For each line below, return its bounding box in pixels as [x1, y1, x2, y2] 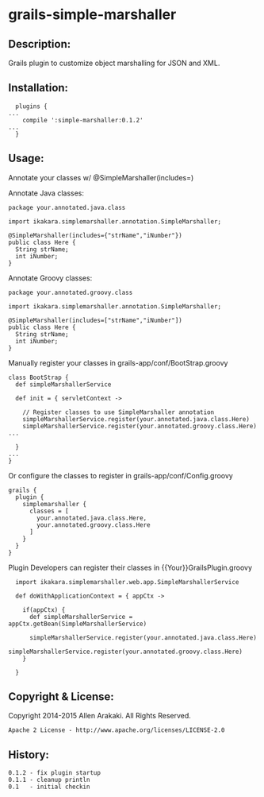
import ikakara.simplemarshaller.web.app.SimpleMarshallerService [15, 578, 239, 586]
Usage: [8, 152, 45, 165]
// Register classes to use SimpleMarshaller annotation [22, 408, 215, 416]
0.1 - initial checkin [8, 783, 90, 791]
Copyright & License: [8, 690, 115, 704]
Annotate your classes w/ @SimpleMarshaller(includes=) [8, 172, 194, 182]
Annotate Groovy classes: [8, 273, 93, 283]
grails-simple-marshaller [8, 6, 177, 24]
